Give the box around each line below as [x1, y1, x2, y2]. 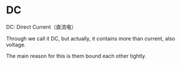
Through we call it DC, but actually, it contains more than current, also [6, 35, 175, 42]
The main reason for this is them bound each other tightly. [6, 52, 147, 59]
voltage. [6, 41, 26, 48]
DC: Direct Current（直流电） [6, 23, 77, 30]
